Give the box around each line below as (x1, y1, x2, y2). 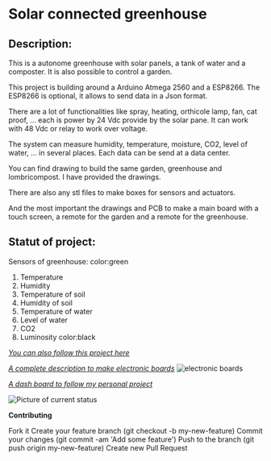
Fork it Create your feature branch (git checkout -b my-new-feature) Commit (8, 426, 263, 435)
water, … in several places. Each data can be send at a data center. (8, 148, 231, 157)
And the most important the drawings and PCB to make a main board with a (8, 203, 259, 213)
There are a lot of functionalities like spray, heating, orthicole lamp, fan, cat (8, 106, 258, 116)
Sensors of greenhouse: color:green (8, 256, 129, 266)
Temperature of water (19, 306, 93, 316)
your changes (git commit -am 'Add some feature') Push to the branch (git (8, 434, 254, 444)
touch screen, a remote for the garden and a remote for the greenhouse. (8, 212, 248, 222)
